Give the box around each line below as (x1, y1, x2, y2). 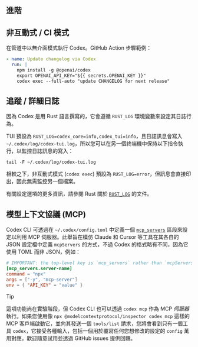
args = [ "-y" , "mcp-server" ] (6, 277, 78, 283)
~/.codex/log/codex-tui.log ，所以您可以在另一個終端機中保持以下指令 (6, 140, 179, 147)
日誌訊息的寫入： (31, 147, 74, 155)
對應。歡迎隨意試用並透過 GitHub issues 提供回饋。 (11, 335, 136, 342)
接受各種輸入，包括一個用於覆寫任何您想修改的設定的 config (36, 327, 183, 334)
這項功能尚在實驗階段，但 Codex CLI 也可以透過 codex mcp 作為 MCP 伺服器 (6, 305, 190, 312)
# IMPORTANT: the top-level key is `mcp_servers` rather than (6, 260, 162, 266)
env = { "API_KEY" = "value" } (6, 282, 83, 288)
